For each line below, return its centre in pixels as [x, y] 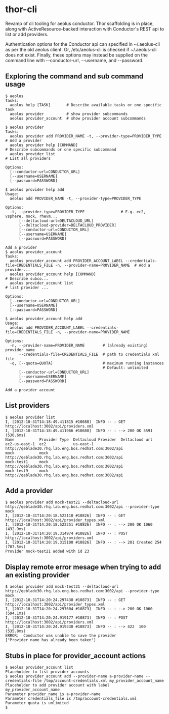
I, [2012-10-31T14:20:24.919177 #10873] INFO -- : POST [67, 618]
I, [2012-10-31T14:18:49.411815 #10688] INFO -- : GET [65, 422]
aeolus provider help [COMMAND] [44, 145]
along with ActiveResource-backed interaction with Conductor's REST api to [85, 28]
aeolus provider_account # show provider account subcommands [78, 118]
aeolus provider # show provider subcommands [69, 114]
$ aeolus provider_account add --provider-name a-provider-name [74, 676]
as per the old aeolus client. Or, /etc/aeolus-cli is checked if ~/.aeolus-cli [81, 49]
